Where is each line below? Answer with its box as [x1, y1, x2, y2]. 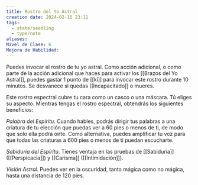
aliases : [6, 36, 28, 42]
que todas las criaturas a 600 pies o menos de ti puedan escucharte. [6, 137, 174, 144]
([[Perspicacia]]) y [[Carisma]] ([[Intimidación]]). [6, 154, 124, 161]
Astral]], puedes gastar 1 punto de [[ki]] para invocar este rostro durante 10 [6, 76, 189, 83]
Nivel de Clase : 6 [6, 42, 51, 48]
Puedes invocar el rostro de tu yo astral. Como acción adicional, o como [6, 63, 181, 70]
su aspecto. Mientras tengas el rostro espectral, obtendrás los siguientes [6, 100, 184, 107]
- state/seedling [11, 25, 54, 31]
